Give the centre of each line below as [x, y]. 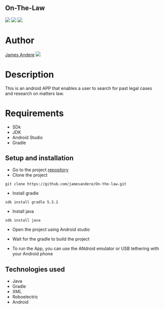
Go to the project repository [40, 170]
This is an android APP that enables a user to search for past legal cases [79, 88]
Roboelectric [25, 297]
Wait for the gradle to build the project [51, 239]
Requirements [34, 113]
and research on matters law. [34, 93]
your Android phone [33, 254]
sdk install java [23, 220]
